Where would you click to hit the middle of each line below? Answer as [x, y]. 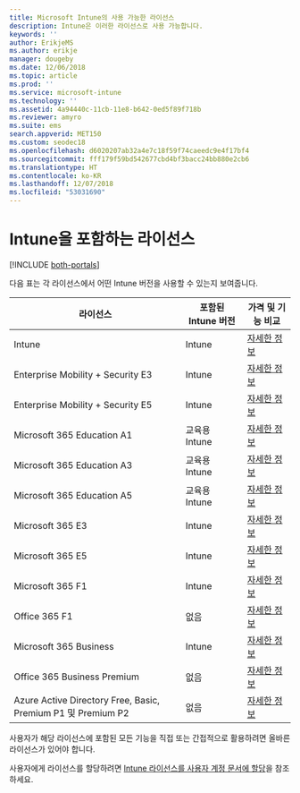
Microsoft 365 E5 [50, 556]
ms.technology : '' [43, 101]
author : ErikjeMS [42, 43]
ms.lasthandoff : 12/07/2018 [62, 184]
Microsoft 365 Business [64, 646]
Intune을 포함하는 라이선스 [102, 239]
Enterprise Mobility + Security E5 [83, 405]
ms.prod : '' [31, 84]
